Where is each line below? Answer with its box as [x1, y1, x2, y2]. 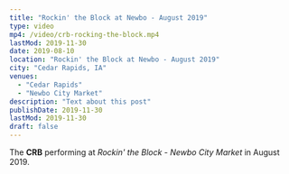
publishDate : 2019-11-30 [9, 105, 103, 114]
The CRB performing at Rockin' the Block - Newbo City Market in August [9, 147, 280, 158]
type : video [9, 22, 54, 31]
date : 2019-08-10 [9, 47, 75, 56]
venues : [9, 72, 39, 81]
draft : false [9, 123, 59, 132]
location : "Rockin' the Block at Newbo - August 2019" [9, 55, 220, 64]
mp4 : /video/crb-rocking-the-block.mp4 [9, 30, 160, 39]
